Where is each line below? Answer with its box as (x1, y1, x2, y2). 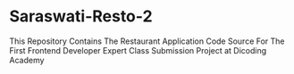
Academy (9, 54, 45, 65)
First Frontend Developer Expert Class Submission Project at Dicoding (9, 45, 267, 55)
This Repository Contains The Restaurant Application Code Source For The (9, 36, 285, 46)
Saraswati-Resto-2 (9, 6, 154, 27)
